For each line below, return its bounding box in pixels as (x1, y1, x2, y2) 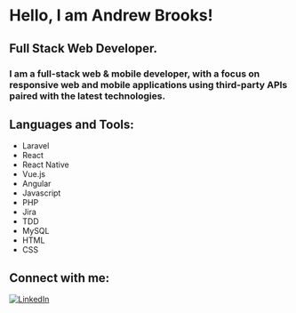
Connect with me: (9, 270, 110, 285)
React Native (21, 159, 69, 170)
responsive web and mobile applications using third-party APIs (9, 78, 288, 91)
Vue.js (21, 169, 46, 180)
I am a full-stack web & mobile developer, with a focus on (9, 68, 260, 80)
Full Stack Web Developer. (9, 41, 158, 56)
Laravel (21, 140, 50, 151)
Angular (21, 179, 52, 189)
